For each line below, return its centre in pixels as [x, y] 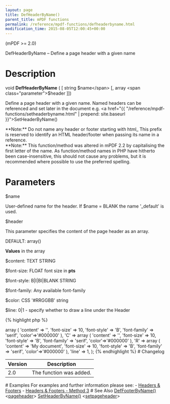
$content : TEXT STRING [30, 261]
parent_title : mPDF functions [37, 19]
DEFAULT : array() [23, 241]
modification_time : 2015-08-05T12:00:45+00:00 [55, 29]
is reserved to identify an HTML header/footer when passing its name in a [82, 135]
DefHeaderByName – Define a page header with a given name [70, 53]
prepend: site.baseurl [103, 114]
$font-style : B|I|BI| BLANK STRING [41, 281]
